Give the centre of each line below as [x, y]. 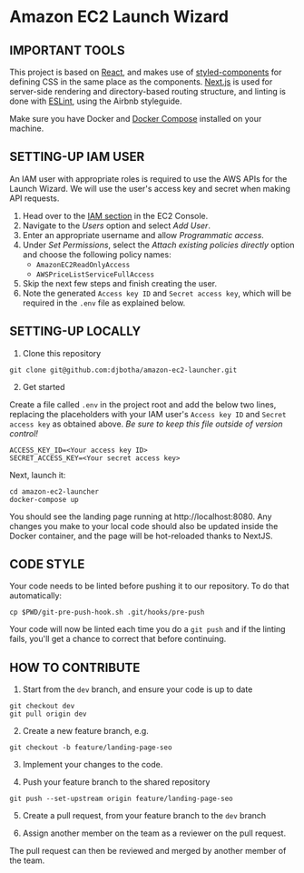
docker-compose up [44, 499]
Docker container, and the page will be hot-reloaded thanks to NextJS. [142, 536]
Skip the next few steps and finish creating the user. [120, 283]
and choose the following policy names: [97, 254]
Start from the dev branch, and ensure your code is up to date [137, 689]
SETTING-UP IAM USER [77, 157]
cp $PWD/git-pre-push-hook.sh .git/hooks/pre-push [107, 612]
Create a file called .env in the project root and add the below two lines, [143, 404]
